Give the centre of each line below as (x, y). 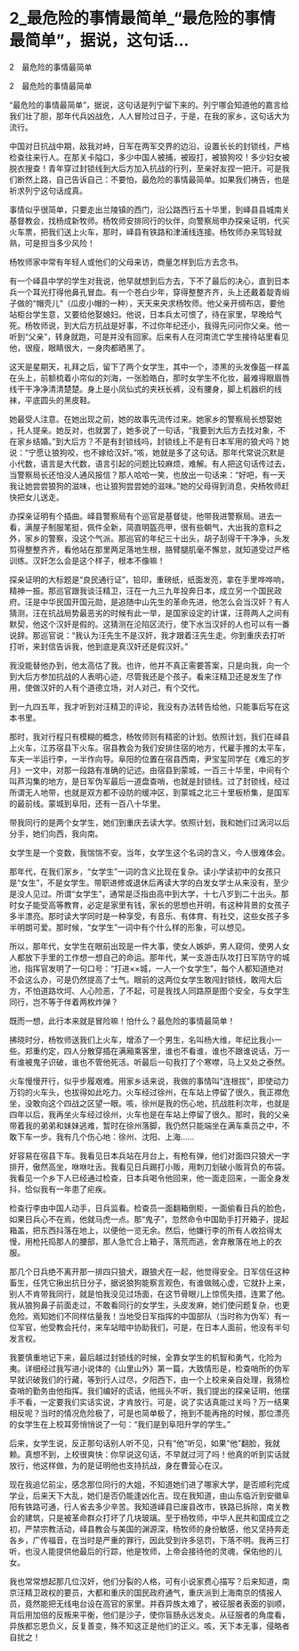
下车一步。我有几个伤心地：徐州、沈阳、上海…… (105, 1137)
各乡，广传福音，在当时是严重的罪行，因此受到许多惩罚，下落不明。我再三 (145, 1540)
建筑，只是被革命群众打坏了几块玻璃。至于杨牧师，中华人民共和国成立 (153, 1517)
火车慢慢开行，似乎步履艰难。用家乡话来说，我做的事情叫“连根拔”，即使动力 (149, 1080)
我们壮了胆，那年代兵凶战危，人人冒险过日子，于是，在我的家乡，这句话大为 (149, 116)
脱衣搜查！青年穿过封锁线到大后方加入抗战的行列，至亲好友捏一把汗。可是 (145, 168)
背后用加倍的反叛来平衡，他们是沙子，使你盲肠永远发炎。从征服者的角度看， (149, 1614)
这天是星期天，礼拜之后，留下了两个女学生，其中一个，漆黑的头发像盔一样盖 (149, 366)
